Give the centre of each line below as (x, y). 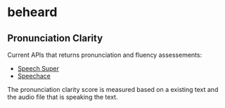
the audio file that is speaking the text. (63, 97)
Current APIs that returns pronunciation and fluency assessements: (105, 55)
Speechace (34, 76)
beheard (32, 12)
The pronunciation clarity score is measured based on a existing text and (113, 89)
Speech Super (38, 68)
